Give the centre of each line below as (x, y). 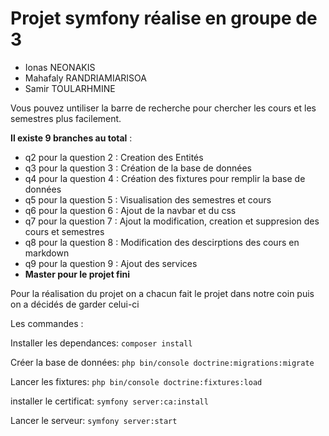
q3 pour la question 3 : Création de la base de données (138, 168)
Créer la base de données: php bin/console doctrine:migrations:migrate (162, 362)
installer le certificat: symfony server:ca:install (109, 401)
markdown (47, 253)
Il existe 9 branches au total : (71, 138)
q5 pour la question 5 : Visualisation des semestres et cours (148, 199)
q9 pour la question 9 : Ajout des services (111, 263)
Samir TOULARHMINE (70, 88)
